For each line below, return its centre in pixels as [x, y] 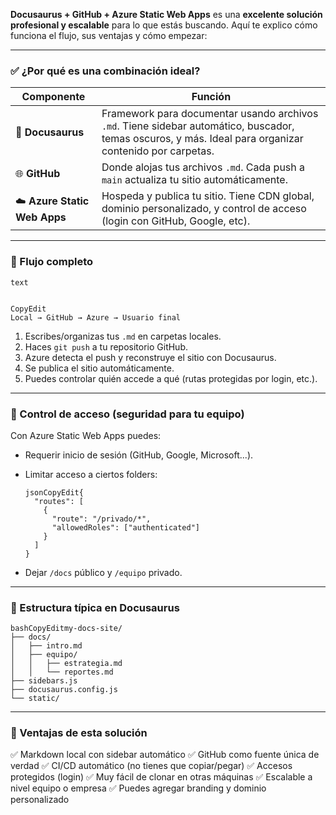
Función [211, 97]
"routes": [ [59, 501]
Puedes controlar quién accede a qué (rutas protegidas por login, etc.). [171, 378]
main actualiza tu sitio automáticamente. [194, 180]
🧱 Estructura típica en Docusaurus [95, 607]
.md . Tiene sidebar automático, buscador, [198, 126]
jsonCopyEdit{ [54, 492]
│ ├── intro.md [46, 646]
